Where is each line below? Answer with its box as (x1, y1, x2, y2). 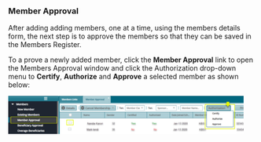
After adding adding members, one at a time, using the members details (8, 24, 241, 33)
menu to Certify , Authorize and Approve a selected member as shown (8, 72, 239, 82)
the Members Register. (8, 40, 82, 49)
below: (8, 80, 30, 89)
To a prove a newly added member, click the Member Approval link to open (8, 55, 254, 64)
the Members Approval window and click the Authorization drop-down (8, 64, 237, 73)
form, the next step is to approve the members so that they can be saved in (8, 31, 252, 41)
